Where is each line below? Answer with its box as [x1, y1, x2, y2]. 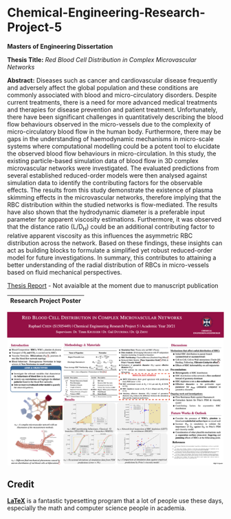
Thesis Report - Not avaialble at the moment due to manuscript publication [7, 281, 219, 290]
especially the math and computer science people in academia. [7, 504, 187, 512]
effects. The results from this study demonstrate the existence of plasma [7, 186, 213, 194]
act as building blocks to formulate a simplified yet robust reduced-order [7, 246, 213, 254]
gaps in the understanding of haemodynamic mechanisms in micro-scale [7, 134, 214, 142]
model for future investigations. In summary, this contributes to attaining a [7, 253, 217, 262]
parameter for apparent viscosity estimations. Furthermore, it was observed [7, 215, 222, 223]
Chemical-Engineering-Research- [7, 5, 206, 21]
